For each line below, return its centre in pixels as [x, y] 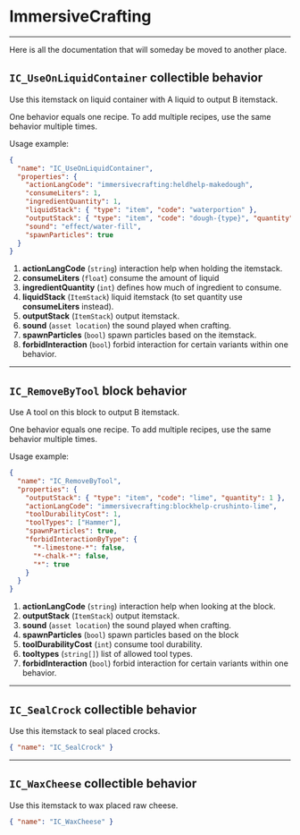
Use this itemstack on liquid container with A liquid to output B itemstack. [144, 99]
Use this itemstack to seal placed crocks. [85, 731]
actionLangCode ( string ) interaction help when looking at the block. [149, 607]
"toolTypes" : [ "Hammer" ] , [74, 523]
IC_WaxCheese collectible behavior [103, 784]
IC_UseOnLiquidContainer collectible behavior [136, 78]
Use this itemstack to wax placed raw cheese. [94, 805]
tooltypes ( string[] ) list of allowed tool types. [108, 654]
